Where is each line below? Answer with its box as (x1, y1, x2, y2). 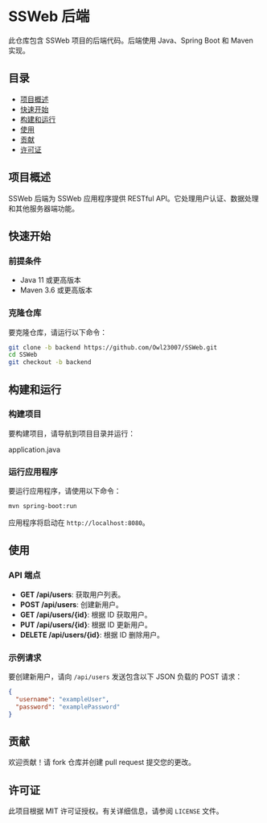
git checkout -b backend (8, 358, 92, 366)
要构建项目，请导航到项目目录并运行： (8, 428, 135, 438)
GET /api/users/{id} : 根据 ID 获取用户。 (19, 610, 152, 619)
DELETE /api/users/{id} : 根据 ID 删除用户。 (19, 630, 165, 639)
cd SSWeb (8, 351, 38, 359)
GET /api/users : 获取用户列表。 (19, 589, 125, 599)
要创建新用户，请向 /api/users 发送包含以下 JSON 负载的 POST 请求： (8, 672, 243, 681)
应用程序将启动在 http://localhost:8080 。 (8, 518, 150, 527)
